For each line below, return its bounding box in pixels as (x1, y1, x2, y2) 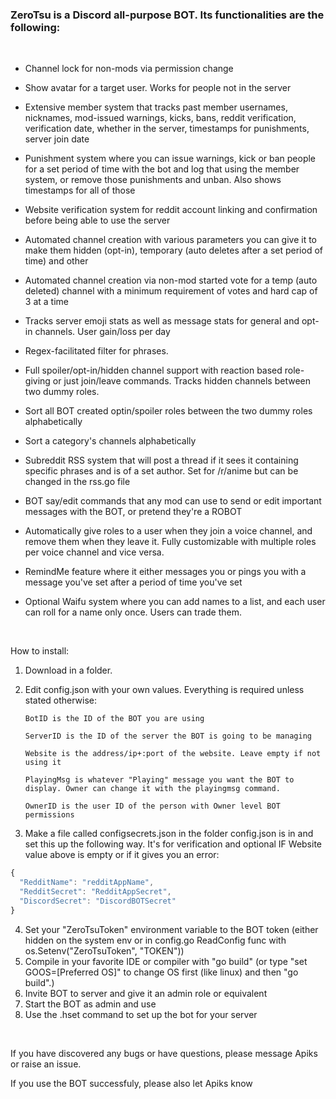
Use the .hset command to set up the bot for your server (24, 1008, 258, 1020)
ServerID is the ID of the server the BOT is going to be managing (24, 731, 312, 742)
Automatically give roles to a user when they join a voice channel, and (24, 525, 313, 537)
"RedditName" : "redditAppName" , (19, 878, 155, 888)
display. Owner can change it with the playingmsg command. (24, 784, 281, 794)
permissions (24, 810, 75, 820)
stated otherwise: (24, 694, 98, 707)
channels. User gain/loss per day (34, 326, 171, 338)
